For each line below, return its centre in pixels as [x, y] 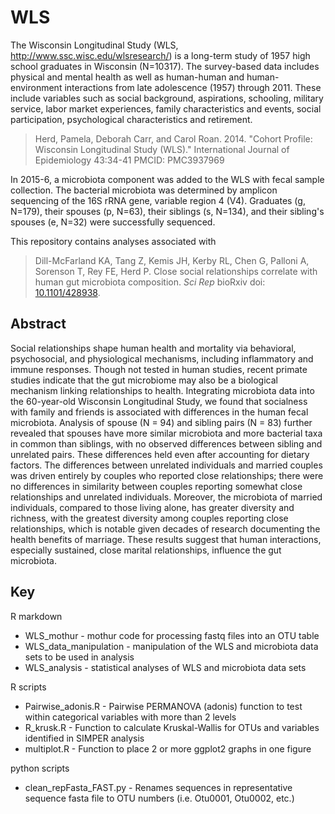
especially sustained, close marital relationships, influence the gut [146, 550]
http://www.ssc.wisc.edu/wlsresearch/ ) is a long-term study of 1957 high [160, 55]
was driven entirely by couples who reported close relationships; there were [167, 475]
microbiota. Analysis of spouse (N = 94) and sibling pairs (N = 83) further [161, 422]
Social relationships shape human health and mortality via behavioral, [153, 348]
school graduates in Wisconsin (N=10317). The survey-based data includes [165, 66]
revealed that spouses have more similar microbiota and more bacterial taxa [166, 433]
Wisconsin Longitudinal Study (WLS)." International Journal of [162, 149]
